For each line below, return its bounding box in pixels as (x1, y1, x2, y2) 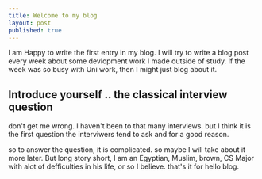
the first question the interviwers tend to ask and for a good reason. (8, 130, 229, 139)
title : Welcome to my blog (8, 11, 98, 20)
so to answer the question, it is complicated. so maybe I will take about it (8, 145, 246, 154)
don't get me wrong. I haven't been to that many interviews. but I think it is (8, 121, 252, 131)
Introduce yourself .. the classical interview (8, 88, 228, 101)
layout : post (8, 19, 52, 27)
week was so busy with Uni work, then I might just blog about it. (8, 65, 218, 74)
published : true (8, 26, 62, 34)
